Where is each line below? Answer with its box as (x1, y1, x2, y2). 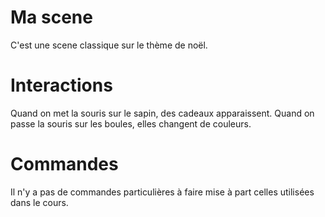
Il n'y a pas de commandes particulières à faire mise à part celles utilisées (10, 186, 315, 198)
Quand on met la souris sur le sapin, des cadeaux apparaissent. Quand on (10, 107, 315, 119)
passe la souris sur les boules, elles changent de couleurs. (10, 117, 252, 130)
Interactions (10, 74, 113, 97)
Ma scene (10, 6, 93, 29)
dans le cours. (10, 196, 69, 208)
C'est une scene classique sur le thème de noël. (10, 39, 208, 51)
